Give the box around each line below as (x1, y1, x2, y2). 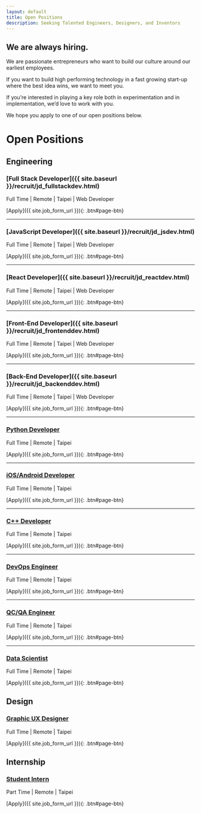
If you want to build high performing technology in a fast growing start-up (6, 76, 188, 83)
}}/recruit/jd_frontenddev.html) (6, 327, 100, 335)
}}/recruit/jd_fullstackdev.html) (6, 182, 100, 190)
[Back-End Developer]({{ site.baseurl (6, 372, 117, 380)
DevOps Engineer (6, 563, 59, 571)
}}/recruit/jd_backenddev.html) (6, 379, 100, 388)
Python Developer (6, 425, 60, 434)
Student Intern (6, 775, 50, 784)
